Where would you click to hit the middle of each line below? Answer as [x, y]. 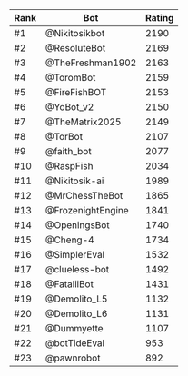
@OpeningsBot [78, 225]
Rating [159, 18]
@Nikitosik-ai [74, 181]
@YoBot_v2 [69, 107]
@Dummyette [74, 328]
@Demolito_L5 [76, 299]
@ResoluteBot [75, 48]
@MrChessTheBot [84, 196]
